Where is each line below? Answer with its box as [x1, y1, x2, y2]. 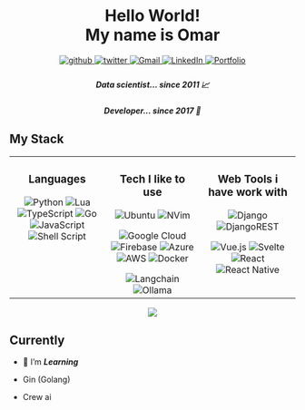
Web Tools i [217, 171, 279, 186]
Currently [9, 333, 65, 348]
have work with [208, 185, 288, 200]
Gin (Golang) [22, 374, 71, 386]
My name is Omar [84, 24, 221, 45]
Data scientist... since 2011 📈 [95, 79, 210, 90]
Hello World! [104, 5, 201, 26]
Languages [28, 171, 86, 186]
